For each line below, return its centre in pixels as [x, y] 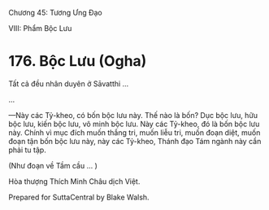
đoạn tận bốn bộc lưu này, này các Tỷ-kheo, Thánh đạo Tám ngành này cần [135, 141]
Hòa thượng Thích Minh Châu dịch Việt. [74, 181]
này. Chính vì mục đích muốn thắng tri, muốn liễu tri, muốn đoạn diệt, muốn [134, 132]
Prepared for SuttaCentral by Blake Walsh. [79, 197]
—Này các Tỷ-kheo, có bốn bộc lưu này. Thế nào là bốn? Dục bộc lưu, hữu [133, 115]
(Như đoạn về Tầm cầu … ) [53, 165]
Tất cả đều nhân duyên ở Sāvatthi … [69, 83]
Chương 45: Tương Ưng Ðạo [56, 13]
